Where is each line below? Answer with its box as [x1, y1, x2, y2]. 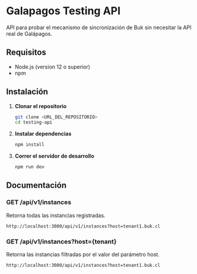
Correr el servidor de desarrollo [14, 153, 94, 160]
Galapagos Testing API [6, 4, 120, 18]
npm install [14, 141, 45, 148]
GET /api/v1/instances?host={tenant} [6, 237, 117, 245]
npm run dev [14, 164, 45, 170]
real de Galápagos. [6, 30, 52, 37]
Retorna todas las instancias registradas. [6, 212, 106, 219]
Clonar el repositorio [14, 102, 67, 109]
